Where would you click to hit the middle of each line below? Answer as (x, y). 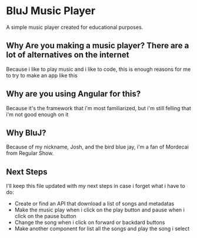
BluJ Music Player (51, 11)
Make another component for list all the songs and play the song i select (102, 229)
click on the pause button (45, 216)
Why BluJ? (26, 133)
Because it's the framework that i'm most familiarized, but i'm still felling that (98, 108)
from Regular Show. (30, 153)
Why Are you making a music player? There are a (98, 46)
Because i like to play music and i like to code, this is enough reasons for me (98, 69)
